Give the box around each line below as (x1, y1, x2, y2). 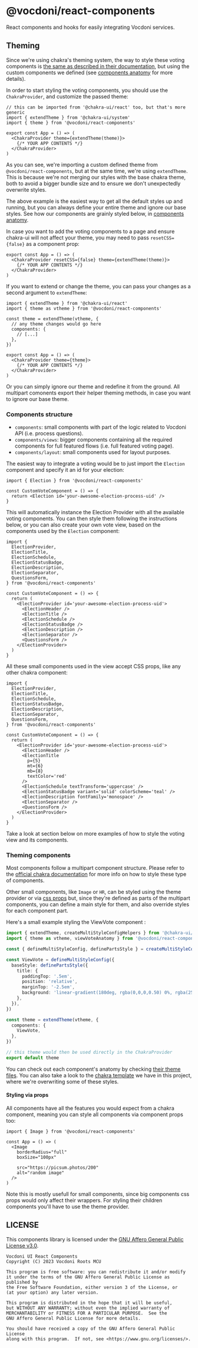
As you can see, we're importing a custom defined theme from (6, 161, 158, 168)
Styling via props (6, 1091, 49, 1099)
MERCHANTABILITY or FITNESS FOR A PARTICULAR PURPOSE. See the (6, 1310, 167, 1316)
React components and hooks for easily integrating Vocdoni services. (6, 24, 175, 31)
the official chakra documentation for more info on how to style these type (6, 871, 187, 878)
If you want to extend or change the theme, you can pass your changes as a (6, 282, 191, 290)
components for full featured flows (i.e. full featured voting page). (14, 442, 174, 449)
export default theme (6, 1054, 60, 1061)
